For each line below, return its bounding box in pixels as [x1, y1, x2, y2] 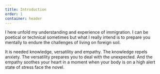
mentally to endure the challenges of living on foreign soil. [5, 40, 121, 45]
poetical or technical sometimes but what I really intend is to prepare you [5, 34, 151, 40]
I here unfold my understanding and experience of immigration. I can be [5, 30, 149, 35]
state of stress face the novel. [5, 64, 64, 70]
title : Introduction [5, 7, 47, 12]
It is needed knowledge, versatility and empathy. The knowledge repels [5, 49, 148, 55]
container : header [5, 16, 42, 21]
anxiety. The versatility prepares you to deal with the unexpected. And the [5, 54, 153, 60]
